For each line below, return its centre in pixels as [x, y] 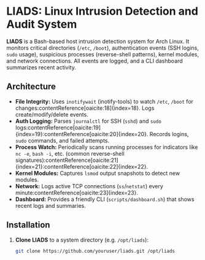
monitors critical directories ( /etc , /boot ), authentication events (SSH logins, [103, 48]
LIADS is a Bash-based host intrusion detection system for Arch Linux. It [98, 41]
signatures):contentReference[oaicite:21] [67, 160]
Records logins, [169, 134]
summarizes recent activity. [41, 67]
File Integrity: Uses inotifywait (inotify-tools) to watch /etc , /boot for [104, 101]
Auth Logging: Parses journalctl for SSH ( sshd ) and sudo [88, 121]
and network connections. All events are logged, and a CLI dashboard [95, 61]
